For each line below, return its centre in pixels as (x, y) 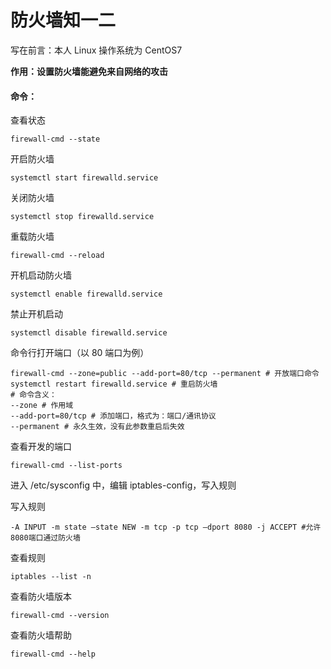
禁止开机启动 (36, 314)
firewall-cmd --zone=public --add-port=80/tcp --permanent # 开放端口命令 (165, 374)
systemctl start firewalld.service (84, 178)
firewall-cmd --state (55, 139)
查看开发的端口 (41, 447)
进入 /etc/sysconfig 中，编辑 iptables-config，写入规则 (123, 485)
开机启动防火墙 (41, 275)
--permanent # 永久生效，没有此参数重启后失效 (97, 427)
